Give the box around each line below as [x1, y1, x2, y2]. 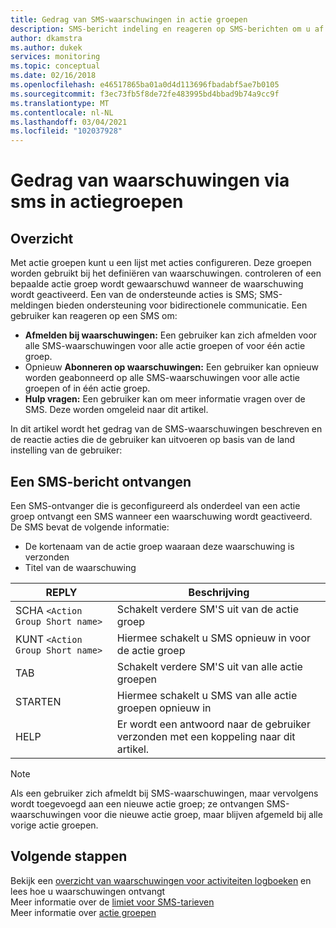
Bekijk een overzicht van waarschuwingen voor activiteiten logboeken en [10, 874, 312, 886]
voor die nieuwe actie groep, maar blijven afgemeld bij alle [83, 808, 323, 820]
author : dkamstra [10, 33, 83, 43]
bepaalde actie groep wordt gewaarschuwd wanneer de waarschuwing [10, 278, 304, 290]
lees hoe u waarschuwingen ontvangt [10, 885, 166, 897]
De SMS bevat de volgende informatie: [10, 521, 170, 533]
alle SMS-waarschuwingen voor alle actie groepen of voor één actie [24, 340, 306, 352]
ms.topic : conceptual [10, 61, 101, 71]
